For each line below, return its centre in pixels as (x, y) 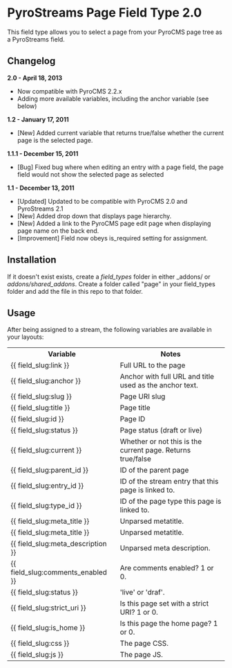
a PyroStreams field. (36, 39)
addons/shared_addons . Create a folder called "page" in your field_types (111, 284)
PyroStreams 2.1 (40, 209)
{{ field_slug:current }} (46, 450)
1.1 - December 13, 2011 (41, 188)
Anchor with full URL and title (167, 377)
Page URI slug (143, 396)
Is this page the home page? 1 (169, 624)
